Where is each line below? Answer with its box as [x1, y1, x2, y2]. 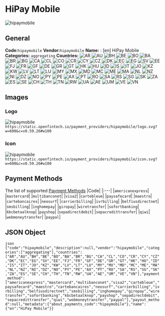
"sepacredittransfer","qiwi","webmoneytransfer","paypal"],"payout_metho [5, 298, 160, 303]
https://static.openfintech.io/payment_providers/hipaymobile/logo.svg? [5, 125, 158, 130]
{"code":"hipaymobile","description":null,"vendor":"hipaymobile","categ [5, 246, 160, 251]
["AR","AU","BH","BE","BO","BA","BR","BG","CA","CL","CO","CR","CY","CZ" [5, 254, 160, 259]
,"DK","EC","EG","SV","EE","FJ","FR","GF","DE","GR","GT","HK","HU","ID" [5, 259, 160, 264]
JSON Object [5, 228, 46, 236]
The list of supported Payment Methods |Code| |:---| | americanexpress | [5, 187, 149, 193]
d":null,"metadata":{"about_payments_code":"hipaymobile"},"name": [5, 302, 147, 307]
